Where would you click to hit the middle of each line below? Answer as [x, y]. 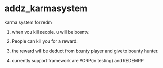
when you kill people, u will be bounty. [51, 32]
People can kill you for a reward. [44, 41]
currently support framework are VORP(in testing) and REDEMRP [78, 60]
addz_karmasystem [46, 9]
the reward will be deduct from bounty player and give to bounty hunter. [85, 51]
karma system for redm [28, 22]
